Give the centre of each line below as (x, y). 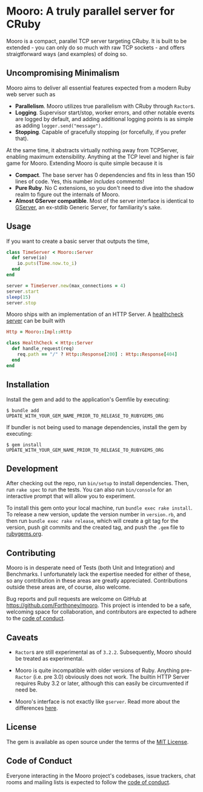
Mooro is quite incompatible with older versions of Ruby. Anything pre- (103, 670)
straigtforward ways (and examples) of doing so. (67, 54)
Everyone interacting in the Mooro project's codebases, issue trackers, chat (101, 776)
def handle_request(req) (43, 349)
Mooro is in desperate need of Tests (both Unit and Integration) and (91, 568)
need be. (26, 690)
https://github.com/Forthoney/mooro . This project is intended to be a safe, (99, 605)
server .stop (21, 303)
